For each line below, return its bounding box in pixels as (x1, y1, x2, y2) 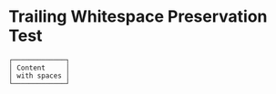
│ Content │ (8, 63, 70, 72)
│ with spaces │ (8, 70, 70, 80)
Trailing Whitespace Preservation (8, 6, 268, 27)
